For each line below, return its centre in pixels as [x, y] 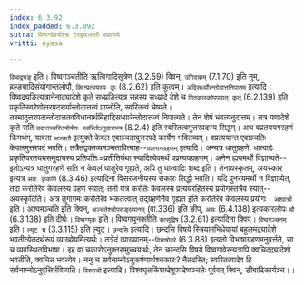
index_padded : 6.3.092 [52, 26]
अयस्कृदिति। [28, 199]
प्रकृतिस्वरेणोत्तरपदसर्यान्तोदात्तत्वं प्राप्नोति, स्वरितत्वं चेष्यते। [91, 107]
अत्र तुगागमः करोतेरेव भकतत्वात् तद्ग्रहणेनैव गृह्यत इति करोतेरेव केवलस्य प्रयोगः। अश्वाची [171, 199]
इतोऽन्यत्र [22, 168]
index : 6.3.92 [36, 18]
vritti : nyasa [36, 43]
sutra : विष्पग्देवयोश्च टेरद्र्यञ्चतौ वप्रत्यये [65, 34]
